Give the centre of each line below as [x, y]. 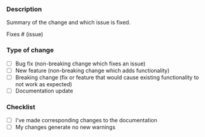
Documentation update [44, 91]
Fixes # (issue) [25, 34]
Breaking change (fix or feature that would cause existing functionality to [107, 77]
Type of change [30, 50]
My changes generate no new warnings [65, 127]
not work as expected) [43, 84]
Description [24, 9]
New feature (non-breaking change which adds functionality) [92, 70]
